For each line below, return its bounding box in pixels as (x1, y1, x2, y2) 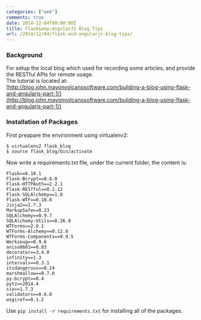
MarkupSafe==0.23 (6, 207, 50, 213)
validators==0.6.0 (6, 291, 52, 297)
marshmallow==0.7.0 (6, 270, 55, 276)
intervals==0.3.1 (6, 259, 50, 266)
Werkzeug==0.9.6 (6, 238, 47, 245)
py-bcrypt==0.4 (6, 276, 44, 282)
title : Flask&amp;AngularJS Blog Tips (6, 25, 103, 32)
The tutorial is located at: (6, 77, 68, 85)
